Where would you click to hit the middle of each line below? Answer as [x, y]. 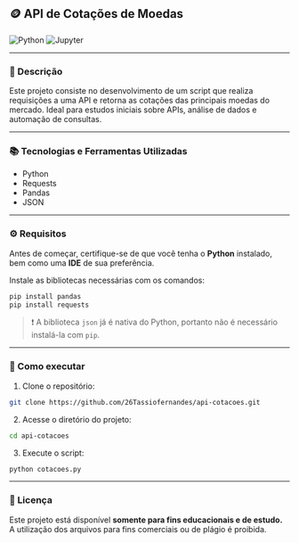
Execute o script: [53, 453]
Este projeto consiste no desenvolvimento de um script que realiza [131, 91]
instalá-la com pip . [65, 335]
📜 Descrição [36, 71]
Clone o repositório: [58, 386]
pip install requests [49, 305]
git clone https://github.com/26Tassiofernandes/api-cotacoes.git [135, 402]
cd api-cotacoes [39, 436]
